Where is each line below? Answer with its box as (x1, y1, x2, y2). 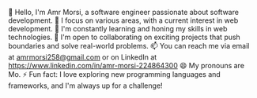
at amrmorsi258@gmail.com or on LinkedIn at (8, 53, 157, 62)
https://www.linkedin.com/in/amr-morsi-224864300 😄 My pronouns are (8, 61, 245, 70)
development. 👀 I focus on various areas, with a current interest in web (8, 16, 239, 25)
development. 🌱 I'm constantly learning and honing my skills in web (8, 24, 228, 33)
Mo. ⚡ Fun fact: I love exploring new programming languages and (8, 70, 221, 78)
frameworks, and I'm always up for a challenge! (8, 81, 164, 90)
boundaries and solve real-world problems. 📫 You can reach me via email (8, 42, 250, 50)
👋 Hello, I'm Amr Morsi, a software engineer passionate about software (8, 8, 240, 16)
